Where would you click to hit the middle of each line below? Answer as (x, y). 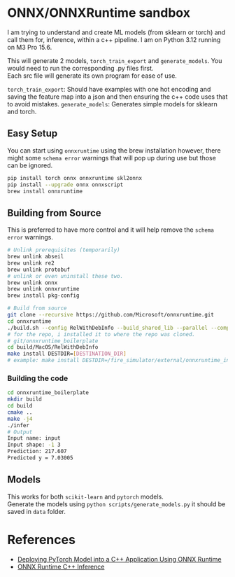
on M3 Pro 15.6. (30, 47)
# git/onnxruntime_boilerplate (53, 341)
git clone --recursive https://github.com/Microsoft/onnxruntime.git (111, 315)
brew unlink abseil (36, 257)
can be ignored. (30, 165)
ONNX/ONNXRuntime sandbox (99, 13)
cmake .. (20, 412)
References (41, 540)
